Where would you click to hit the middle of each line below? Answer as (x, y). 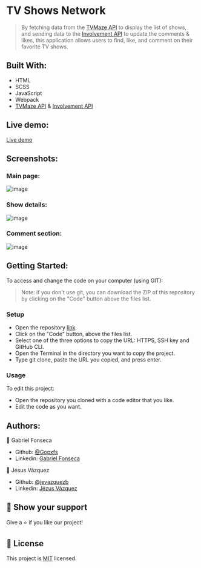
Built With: (27, 66)
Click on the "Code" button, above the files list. (74, 334)
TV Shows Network (56, 11)
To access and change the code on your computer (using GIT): (85, 280)
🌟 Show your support (47, 507)
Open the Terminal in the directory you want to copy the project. (95, 353)
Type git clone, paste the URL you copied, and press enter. (88, 359)
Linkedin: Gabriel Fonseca (48, 458)
